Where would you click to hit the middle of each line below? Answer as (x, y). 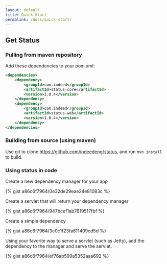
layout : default (22, 10)
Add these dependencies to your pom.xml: (50, 66)
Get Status (22, 40)
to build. (14, 157)
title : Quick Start (26, 15)
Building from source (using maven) (51, 140)
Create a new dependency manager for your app (57, 181)
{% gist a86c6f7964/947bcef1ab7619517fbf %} (55, 211)
